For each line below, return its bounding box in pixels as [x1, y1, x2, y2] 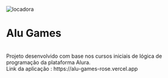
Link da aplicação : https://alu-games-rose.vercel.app [6, 65, 138, 72]
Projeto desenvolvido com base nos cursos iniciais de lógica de [6, 52, 163, 60]
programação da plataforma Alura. [6, 58, 91, 65]
